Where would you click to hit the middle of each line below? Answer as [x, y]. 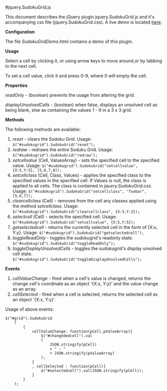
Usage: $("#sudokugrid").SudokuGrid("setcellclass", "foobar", [80, 191]
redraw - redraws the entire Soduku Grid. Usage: [63, 150]
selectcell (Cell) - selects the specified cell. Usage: [65, 217]
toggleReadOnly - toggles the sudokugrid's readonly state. [73, 238]
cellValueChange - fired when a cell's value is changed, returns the [82, 278]
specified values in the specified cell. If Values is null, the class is [79, 181]
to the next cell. [21, 66]
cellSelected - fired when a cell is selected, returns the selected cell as [85, 294]
